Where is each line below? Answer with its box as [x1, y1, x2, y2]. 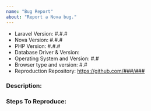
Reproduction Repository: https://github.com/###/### [14, 67, 145, 74]
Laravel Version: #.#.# [14, 30, 68, 37]
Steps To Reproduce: [6, 98, 67, 106]
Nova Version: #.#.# [14, 36, 63, 43]
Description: [6, 82, 42, 90]
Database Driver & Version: [14, 48, 80, 56]
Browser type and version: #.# [14, 61, 87, 68]
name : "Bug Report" [6, 8, 54, 15]
